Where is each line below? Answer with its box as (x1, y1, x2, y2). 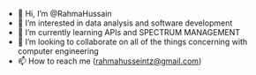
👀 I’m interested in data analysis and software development (17, 18, 233, 28)
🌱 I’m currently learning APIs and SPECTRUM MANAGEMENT (17, 27, 241, 37)
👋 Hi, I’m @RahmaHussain (17, 9, 112, 19)
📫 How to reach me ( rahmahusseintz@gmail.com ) (17, 56, 202, 66)
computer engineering (17, 46, 99, 56)
